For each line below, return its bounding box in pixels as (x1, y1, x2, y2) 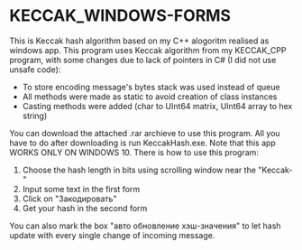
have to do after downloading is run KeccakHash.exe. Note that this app (9, 137, 277, 148)
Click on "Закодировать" (22, 193, 117, 204)
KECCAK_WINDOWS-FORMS (9, 5, 232, 26)
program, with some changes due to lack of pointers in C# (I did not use (9, 54, 277, 65)
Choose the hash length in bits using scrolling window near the (22, 164, 257, 175)
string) (22, 110, 48, 121)
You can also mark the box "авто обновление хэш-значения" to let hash (9, 220, 281, 231)
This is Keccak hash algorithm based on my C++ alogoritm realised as (9, 35, 270, 46)
